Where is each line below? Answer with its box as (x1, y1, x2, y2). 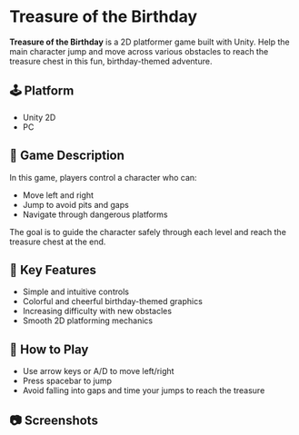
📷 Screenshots (9, 412, 98, 428)
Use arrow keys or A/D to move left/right (22, 366, 174, 377)
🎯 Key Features (9, 262, 97, 278)
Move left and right (22, 189, 94, 201)
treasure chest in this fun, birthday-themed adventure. (9, 55, 213, 66)
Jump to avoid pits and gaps (22, 199, 129, 210)
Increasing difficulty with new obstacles (22, 306, 173, 317)
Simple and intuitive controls (22, 286, 130, 297)
